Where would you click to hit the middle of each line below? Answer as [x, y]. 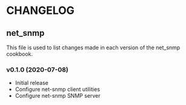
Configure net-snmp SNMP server [58, 96]
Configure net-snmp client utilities [58, 89]
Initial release [32, 83]
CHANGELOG [40, 11]
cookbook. [20, 54]
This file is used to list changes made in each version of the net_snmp [93, 47]
